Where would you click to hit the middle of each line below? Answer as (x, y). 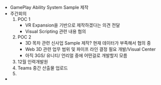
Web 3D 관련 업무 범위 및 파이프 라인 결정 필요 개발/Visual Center (90, 49)
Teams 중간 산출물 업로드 (43, 68)
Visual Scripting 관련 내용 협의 (56, 31)
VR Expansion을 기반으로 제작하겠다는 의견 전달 (72, 25)
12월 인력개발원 (33, 62)
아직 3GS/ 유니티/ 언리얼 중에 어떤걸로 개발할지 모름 (76, 55)
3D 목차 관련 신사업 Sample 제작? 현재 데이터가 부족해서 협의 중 (88, 43)
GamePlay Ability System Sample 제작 (49, 7)
